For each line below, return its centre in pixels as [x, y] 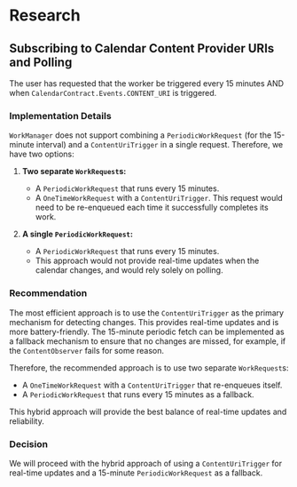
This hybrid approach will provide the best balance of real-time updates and [148, 411]
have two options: [42, 154]
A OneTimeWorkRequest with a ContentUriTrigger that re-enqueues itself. [152, 385]
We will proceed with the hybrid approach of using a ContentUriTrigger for [145, 463]
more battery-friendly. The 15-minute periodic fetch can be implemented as [147, 331]
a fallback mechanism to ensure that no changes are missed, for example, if [148, 341]
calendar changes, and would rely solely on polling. [129, 270]
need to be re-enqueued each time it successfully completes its [152, 208]
